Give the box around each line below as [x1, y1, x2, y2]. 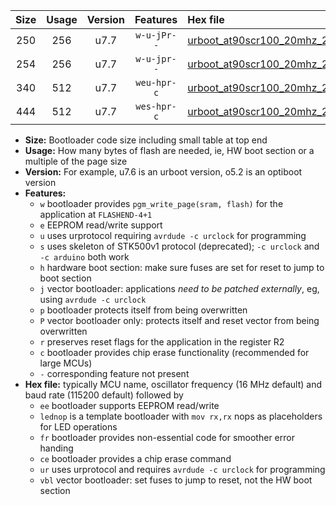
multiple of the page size [24, 155, 128, 167]
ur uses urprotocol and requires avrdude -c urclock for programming [39, 464, 326, 475]
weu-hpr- [135, 77, 177, 88]
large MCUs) [39, 357, 93, 369]
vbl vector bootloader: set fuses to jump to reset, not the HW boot [39, 474, 313, 486]
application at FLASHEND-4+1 [39, 209, 153, 220]
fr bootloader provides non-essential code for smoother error [39, 432, 295, 443]
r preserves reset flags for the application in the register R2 [39, 336, 285, 348]
